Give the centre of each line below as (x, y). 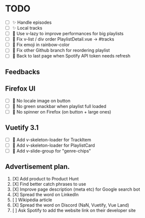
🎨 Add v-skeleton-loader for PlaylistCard (53, 145)
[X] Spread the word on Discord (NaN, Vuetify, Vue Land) (71, 205)
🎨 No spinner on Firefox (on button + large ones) (62, 111)
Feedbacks (23, 72)
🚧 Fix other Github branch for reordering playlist (61, 51)
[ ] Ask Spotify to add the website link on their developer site (74, 210)
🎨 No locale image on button (41, 101)
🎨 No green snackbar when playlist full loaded (59, 106)
